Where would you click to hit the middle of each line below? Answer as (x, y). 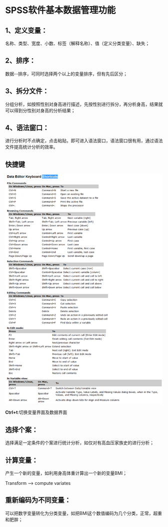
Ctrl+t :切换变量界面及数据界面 (36, 413)
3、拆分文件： (27, 91)
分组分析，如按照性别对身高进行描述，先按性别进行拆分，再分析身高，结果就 (84, 104)
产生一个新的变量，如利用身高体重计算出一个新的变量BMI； (66, 473)
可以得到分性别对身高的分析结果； (40, 110)
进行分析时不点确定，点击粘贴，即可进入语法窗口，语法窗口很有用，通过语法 (84, 141)
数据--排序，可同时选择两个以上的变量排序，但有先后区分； (66, 74)
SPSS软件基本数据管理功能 (60, 10)
